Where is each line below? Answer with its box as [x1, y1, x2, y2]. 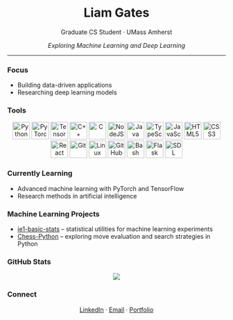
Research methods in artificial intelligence [17, 192, 137, 200]
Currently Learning [7, 169, 73, 178]
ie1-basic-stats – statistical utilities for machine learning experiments [17, 225, 214, 233]
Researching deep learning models [17, 88, 117, 96]
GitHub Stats [7, 257, 51, 267]
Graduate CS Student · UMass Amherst [60, 28, 173, 36]
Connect [7, 289, 37, 299]
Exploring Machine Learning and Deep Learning [47, 41, 186, 49]
